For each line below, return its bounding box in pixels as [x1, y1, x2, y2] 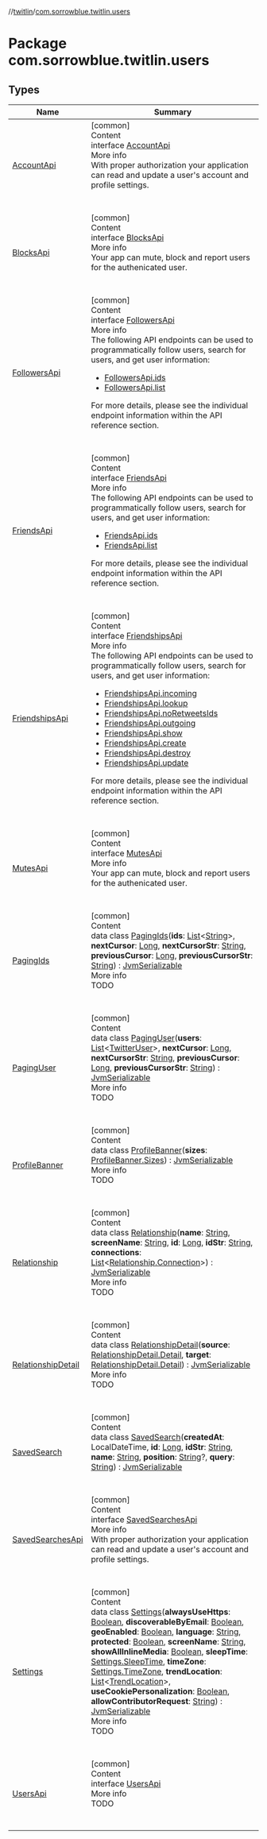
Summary [153, 106, 192, 118]
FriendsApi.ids [104, 530, 158, 541]
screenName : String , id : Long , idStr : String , [91, 1237, 253, 1248]
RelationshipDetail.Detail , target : [91, 1350, 212, 1360]
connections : [91, 1247, 141, 1258]
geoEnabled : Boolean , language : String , [91, 1626, 241, 1637]
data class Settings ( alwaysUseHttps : [91, 1606, 230, 1617]
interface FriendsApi [91, 473, 167, 483]
